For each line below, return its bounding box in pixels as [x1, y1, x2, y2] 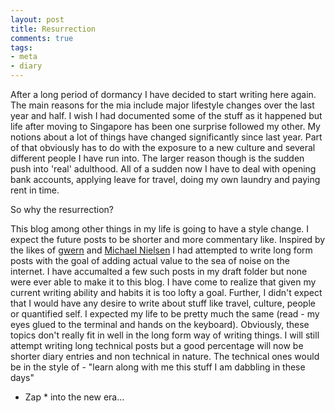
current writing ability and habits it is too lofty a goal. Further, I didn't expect [10, 287, 323, 298]
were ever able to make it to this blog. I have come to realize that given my [10, 276, 317, 288]
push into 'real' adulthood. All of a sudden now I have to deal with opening [10, 163, 317, 175]
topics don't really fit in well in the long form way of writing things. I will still [10, 329, 320, 341]
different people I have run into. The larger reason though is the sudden [10, 152, 305, 164]
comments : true [10, 33, 74, 43]
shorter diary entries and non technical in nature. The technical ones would [10, 351, 320, 362]
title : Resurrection [10, 24, 97, 34]
